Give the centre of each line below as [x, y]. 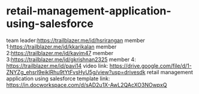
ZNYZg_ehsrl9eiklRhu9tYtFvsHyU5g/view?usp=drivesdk [76, 72]
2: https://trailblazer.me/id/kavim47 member [60, 53]
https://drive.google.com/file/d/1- [150, 66]
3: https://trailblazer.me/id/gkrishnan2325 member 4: [71, 59]
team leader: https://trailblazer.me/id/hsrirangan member [76, 40]
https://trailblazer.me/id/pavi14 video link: [57, 66]
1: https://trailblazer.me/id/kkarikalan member [61, 47]
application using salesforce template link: [58, 78]
